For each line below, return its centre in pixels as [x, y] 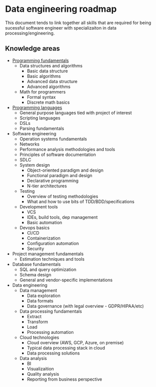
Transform [37, 322]
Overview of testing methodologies [62, 196]
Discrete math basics [48, 102]
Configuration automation [53, 243]
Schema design [35, 274]
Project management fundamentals [48, 254]
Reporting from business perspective [64, 379]
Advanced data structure [52, 81]
